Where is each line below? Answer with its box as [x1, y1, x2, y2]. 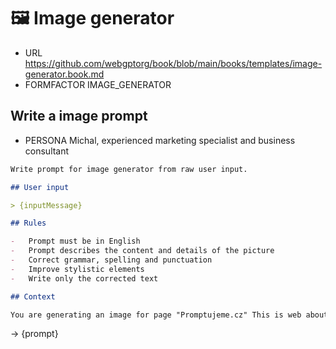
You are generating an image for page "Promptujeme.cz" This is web [10, 310, 302, 320]
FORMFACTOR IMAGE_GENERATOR [24, 78, 172, 90]
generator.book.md [24, 68, 105, 80]
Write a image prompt [10, 108, 148, 125]
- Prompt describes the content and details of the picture [10, 246, 275, 256]
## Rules [10, 218, 47, 229]
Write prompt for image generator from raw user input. [10, 164, 248, 174]
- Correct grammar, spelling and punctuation [10, 255, 213, 265]
